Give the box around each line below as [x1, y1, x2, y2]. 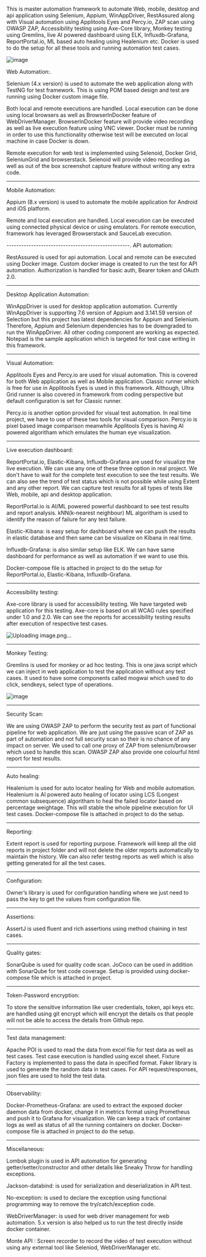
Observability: [6, 1090, 42, 1097]
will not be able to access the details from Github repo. [6, 1017, 145, 1023]
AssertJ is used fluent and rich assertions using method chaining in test [6, 925, 188, 932]
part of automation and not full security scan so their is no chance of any [6, 735, 191, 743]
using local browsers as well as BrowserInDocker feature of [6, 112, 157, 118]
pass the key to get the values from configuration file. [6, 895, 142, 903]
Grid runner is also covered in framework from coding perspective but [6, 391, 183, 398]
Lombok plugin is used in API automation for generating [6, 1157, 147, 1164]
